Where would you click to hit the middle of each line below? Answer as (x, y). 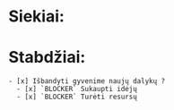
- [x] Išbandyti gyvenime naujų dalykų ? (87, 81)
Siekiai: (36, 17)
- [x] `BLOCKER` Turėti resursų (77, 97)
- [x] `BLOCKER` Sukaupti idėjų (77, 89)
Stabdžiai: (47, 58)
